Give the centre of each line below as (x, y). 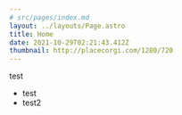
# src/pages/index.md (50, 17)
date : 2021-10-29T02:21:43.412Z (69, 42)
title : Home (31, 34)
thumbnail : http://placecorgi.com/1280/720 (91, 51)
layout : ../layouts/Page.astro (67, 26)
